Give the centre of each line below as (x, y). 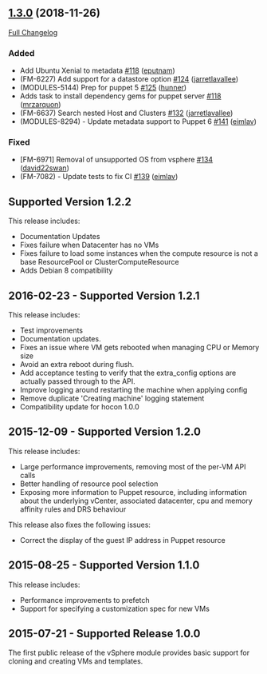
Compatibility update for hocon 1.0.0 (79, 407)
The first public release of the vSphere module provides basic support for (129, 653)
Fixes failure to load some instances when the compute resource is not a (139, 253)
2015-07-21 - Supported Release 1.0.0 (104, 634)
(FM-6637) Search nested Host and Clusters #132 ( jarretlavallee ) (126, 113)
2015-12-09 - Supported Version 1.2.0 (105, 432)
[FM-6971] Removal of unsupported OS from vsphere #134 (116, 160)
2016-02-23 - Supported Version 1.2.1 (104, 295)
